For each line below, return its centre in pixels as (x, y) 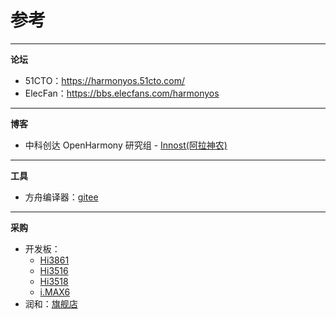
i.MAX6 (55, 292)
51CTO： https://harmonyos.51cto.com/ (105, 80)
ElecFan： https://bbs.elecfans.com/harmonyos (122, 93)
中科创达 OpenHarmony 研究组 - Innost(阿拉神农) (126, 145)
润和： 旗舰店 (51, 303)
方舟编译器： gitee (61, 197)
